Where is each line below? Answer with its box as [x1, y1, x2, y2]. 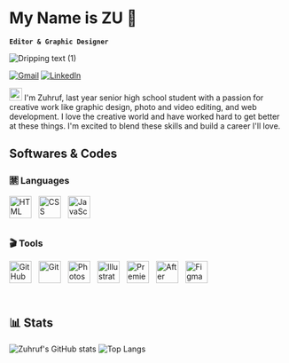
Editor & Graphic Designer [9, 37, 109, 46]
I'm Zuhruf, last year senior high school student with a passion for [23, 92, 264, 103]
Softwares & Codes [9, 146, 118, 162]
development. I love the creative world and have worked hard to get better [9, 111, 280, 122]
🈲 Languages [9, 175, 70, 187]
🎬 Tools [9, 237, 43, 249]
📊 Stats [9, 315, 54, 331]
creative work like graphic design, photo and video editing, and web [9, 101, 257, 112]
